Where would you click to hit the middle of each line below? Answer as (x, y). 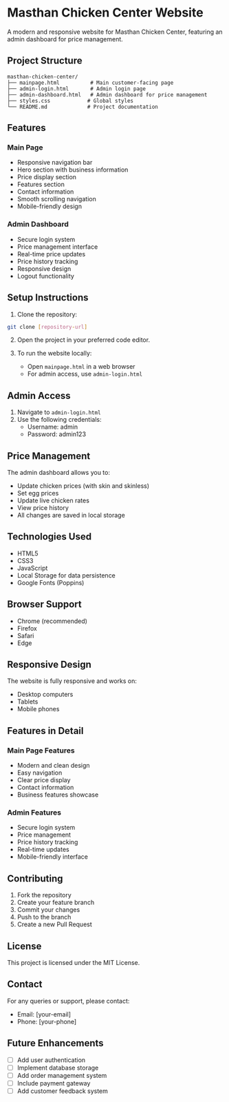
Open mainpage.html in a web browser (81, 367)
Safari (25, 635)
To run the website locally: (54, 354)
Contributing (35, 878)
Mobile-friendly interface (52, 857)
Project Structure (45, 61)
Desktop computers (45, 695)
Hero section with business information (73, 170)
